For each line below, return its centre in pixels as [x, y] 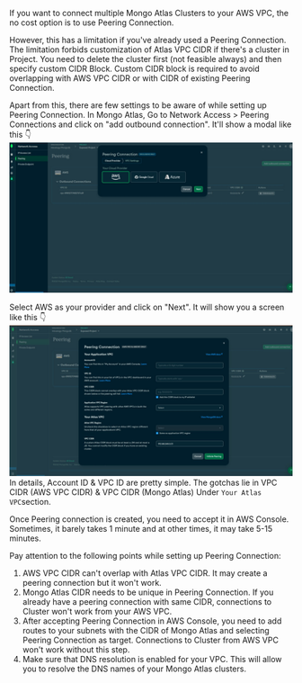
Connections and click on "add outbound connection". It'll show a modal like [151, 124]
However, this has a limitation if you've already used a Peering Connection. [148, 40]
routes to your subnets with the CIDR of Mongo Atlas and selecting [146, 630]
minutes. [26, 538]
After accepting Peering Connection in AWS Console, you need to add [152, 621]
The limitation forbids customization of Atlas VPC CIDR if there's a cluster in [150, 49]
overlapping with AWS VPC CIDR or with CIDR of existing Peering [130, 78]
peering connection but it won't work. [92, 582]
